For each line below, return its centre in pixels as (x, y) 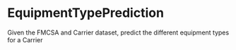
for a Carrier (25, 39)
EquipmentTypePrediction (86, 13)
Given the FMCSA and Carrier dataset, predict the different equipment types (118, 32)
